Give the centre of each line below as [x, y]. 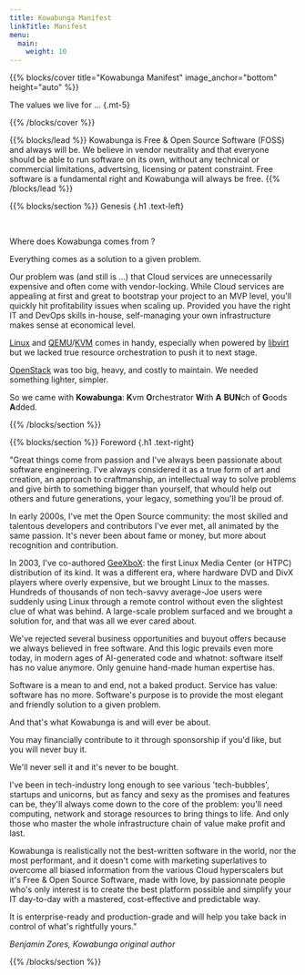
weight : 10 [46, 52]
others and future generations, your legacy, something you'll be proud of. [147, 499]
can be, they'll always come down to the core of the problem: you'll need [146, 804]
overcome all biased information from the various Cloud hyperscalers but [147, 870]
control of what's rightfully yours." [73, 927]
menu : [20, 35]
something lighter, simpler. [59, 380]
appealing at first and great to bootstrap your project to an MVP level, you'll [151, 296]
